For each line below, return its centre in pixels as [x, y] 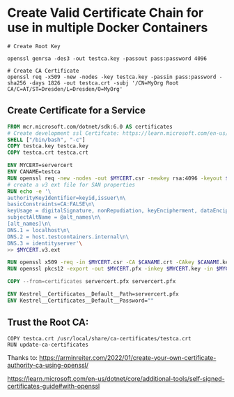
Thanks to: [23, 357]
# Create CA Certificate [43, 71]
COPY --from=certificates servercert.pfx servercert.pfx [92, 282]
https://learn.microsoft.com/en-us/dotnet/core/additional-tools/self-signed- [116, 378]
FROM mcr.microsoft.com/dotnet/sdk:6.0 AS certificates [90, 127]
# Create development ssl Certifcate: [63, 133]
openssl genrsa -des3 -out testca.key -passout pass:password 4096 [107, 58]
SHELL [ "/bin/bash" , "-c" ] [46, 140]
